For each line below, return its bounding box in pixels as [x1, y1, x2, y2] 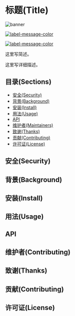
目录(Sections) [5, 78, 51, 86]
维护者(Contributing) [5, 248, 71, 257]
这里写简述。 [5, 51, 31, 57]
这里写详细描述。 [5, 61, 40, 67]
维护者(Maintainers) [12, 122, 53, 128]
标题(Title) [5, 4, 48, 16]
